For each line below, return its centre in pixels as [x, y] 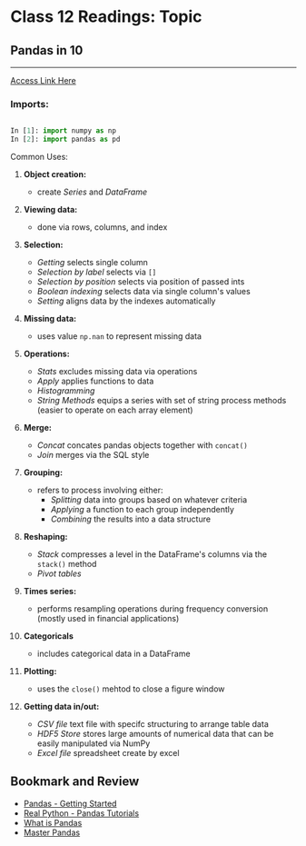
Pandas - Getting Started [70, 803]
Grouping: [43, 473]
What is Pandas [53, 822]
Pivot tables [59, 573]
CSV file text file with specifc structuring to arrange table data [153, 724]
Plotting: [40, 672]
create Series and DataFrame [92, 192]
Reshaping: [45, 537]
